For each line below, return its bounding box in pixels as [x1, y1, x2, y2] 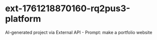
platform [5, 13, 41, 24]
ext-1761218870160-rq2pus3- [5, 3, 130, 14]
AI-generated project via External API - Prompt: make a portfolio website [5, 29, 153, 35]
